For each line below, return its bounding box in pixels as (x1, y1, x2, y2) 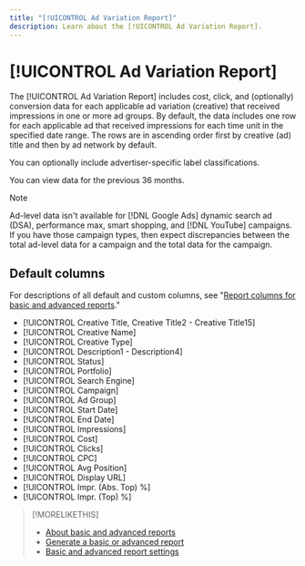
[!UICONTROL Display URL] (22, 472, 126, 483)
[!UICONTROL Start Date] (22, 405, 118, 416)
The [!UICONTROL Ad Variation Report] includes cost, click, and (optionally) (9, 91, 294, 102)
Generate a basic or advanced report (45, 537, 185, 548)
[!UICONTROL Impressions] (22, 424, 127, 435)
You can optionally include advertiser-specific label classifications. (9, 157, 260, 169)
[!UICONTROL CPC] (22, 453, 97, 464)
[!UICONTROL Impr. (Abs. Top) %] (22, 482, 151, 493)
